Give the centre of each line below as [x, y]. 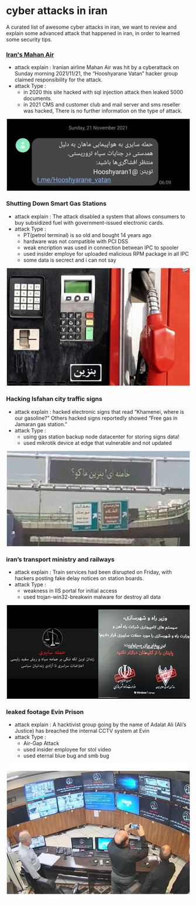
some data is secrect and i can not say [70, 260]
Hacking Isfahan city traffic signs [54, 399]
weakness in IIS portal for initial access [70, 591]
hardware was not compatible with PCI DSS [76, 241]
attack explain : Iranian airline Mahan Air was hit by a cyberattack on [97, 67]
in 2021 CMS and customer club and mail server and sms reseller [102, 105]
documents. [38, 98]
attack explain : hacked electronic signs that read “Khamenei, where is [99, 411]
